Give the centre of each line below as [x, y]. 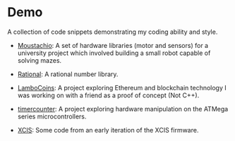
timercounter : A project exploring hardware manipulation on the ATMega [123, 109]
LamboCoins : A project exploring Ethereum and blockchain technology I [122, 87]
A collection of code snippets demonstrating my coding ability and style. [113, 32]
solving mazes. [40, 60]
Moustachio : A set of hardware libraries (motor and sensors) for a [113, 45]
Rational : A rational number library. [68, 74]
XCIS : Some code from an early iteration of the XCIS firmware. [108, 130]
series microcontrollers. [52, 116]
